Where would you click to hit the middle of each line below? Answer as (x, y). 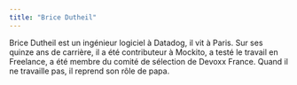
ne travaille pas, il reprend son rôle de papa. (90, 71)
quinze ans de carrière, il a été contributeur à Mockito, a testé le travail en (144, 52)
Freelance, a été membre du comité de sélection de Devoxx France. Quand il (148, 61)
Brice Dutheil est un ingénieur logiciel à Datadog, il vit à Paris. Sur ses (136, 42)
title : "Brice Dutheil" (53, 17)
